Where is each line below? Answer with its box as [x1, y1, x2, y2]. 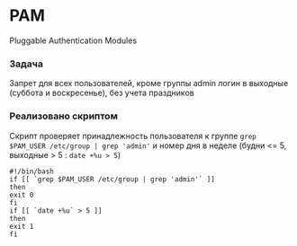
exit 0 [9, 190, 34, 199]
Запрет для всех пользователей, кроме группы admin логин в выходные [9, 78, 289, 89]
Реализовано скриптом [9, 110, 119, 122]
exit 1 [9, 222, 34, 231]
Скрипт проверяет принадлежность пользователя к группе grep [9, 130, 256, 141]
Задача [9, 57, 43, 70]
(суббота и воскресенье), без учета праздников [9, 87, 195, 99]
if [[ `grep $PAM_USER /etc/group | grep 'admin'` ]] [9, 174, 216, 184]
